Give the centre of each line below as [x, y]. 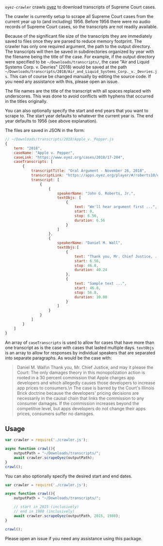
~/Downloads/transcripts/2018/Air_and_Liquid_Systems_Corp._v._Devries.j [81, 72]
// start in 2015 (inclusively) [46, 507]
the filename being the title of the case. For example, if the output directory [80, 57]
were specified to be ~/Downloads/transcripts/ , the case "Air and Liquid [77, 62]
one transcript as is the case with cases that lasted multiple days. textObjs [80, 347]
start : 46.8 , [88, 288]
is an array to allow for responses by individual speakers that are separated [80, 353]
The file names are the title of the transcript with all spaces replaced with [78, 91]
